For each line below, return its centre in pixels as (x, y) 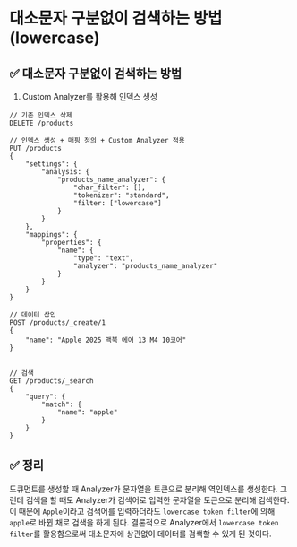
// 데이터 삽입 (33, 315)
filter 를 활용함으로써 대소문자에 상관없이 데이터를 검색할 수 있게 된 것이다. (140, 534)
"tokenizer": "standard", (121, 195)
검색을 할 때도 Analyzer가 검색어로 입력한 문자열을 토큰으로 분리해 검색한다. (157, 499)
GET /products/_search (51, 381)
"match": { (62, 404)
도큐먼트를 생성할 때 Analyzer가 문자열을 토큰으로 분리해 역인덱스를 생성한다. (144, 489)
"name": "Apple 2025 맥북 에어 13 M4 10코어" (106, 340)
